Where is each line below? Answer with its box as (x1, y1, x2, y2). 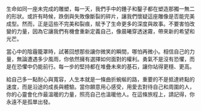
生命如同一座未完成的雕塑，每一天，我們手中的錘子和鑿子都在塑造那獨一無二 (6, 5, 195, 12)
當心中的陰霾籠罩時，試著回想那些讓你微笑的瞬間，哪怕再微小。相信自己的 (6, 48, 190, 55)
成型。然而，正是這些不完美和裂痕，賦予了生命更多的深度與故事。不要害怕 (6, 20, 190, 27)
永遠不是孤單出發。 (6, 98, 54, 105)
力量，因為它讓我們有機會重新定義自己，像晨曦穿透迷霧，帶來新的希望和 (16, 28, 195, 35)
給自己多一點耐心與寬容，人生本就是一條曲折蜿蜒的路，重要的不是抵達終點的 (6, 76, 195, 83)
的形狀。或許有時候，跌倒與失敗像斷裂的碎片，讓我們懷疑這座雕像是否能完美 (6, 13, 195, 20)
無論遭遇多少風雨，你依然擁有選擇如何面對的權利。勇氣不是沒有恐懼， (16, 56, 190, 62)
